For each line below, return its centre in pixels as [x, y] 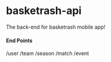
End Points [19, 40]
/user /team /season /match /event [47, 53]
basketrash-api [44, 11]
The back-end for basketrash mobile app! [56, 27]
